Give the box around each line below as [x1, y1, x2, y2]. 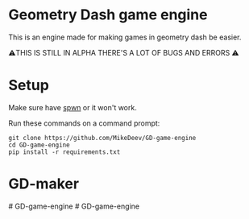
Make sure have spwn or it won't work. [8, 102, 137, 112]
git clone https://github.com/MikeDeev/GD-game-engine [8, 134, 197, 142]
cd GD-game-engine [8, 141, 70, 149]
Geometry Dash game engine [8, 6, 208, 24]
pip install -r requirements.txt [8, 147, 121, 156]
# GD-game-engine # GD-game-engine [8, 201, 139, 211]
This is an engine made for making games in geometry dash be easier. [8, 32, 242, 42]
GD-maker [8, 175, 79, 193]
